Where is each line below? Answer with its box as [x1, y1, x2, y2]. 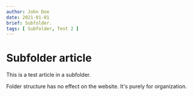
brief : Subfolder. [6, 20, 52, 26]
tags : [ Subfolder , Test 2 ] [6, 25, 79, 32]
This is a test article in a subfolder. [6, 71, 91, 79]
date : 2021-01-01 [6, 14, 50, 20]
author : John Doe [6, 8, 50, 15]
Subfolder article [6, 52, 92, 65]
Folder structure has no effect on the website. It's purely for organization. [6, 83, 187, 90]
